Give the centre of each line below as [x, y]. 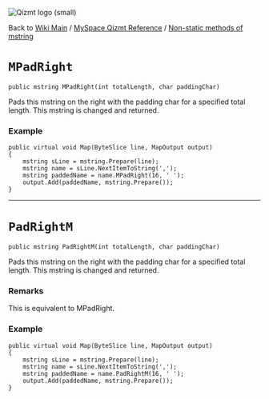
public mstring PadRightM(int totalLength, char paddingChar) [114, 247]
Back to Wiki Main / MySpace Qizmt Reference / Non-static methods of [126, 28]
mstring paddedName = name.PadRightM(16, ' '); [103, 373]
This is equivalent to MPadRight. [61, 309]
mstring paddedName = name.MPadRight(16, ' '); [103, 176]
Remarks [26, 291]
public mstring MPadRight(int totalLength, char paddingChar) [114, 87]
